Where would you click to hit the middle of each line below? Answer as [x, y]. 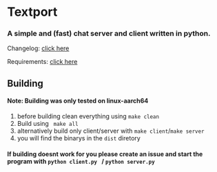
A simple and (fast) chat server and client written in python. [109, 34]
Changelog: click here [38, 48]
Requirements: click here [42, 62]
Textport [32, 12]
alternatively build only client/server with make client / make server [111, 131]
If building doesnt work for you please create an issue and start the [105, 154]
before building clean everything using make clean [88, 116]
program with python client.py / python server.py [81, 161]
